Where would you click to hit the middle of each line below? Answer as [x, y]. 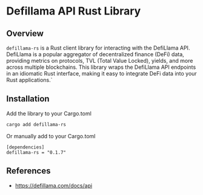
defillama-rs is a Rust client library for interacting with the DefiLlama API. [98, 48]
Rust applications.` [29, 80]
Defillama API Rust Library [74, 11]
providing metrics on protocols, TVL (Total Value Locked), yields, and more [100, 61]
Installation [28, 99]
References [28, 171]
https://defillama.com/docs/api [54, 185]
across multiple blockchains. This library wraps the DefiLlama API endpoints [101, 67]
